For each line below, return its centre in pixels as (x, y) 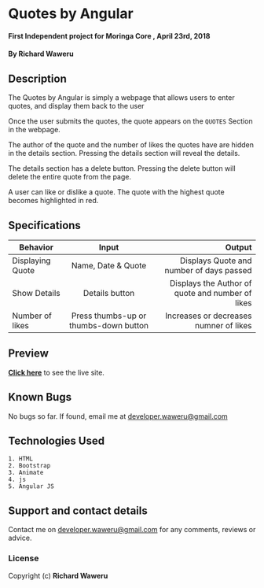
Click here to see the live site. (56, 372)
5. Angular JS (31, 486)
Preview (29, 354)
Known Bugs (40, 397)
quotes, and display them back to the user (76, 106)
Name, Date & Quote (109, 266)
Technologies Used (56, 441)
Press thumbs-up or (109, 316)
